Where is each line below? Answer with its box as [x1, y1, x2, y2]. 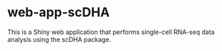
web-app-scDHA [7, 4, 110, 21]
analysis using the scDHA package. [7, 35, 112, 43]
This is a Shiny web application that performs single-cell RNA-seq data [7, 28, 215, 36]
